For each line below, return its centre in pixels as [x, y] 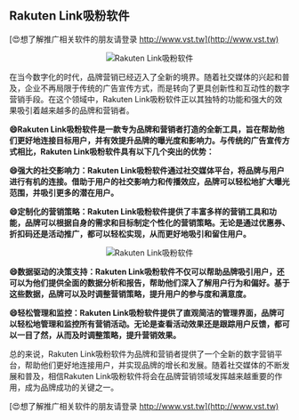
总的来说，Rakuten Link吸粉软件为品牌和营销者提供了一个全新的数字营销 [142, 353]
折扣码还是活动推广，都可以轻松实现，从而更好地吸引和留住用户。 [130, 233]
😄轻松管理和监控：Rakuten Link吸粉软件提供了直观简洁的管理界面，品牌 [143, 312]
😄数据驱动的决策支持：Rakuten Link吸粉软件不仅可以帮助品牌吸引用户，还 [147, 271]
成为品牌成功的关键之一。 [71, 387]
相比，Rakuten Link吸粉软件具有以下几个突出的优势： [115, 151]
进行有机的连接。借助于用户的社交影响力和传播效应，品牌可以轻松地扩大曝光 [149, 182]
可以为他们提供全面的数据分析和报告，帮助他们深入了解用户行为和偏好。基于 [149, 282]
